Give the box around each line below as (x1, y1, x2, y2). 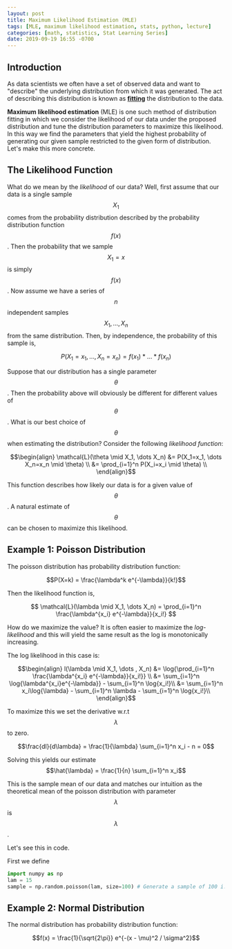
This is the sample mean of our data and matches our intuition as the (7, 779, 202, 787)
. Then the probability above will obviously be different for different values (7, 389, 217, 397)
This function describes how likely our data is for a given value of (7, 480, 193, 489)
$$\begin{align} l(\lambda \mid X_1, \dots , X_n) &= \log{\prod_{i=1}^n (17, 664, 215, 673)
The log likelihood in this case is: (7, 651, 100, 659)
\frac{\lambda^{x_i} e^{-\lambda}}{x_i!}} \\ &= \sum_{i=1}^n (32, 672, 200, 680)
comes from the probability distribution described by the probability (7, 213, 200, 222)
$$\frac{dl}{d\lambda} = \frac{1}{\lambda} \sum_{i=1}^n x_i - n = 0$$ (17, 742, 215, 750)
